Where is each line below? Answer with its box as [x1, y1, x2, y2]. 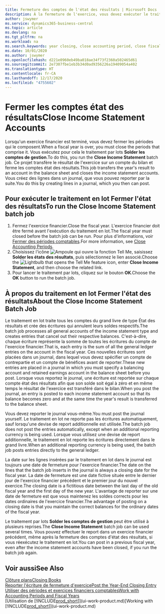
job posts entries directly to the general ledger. [5, 447, 100, 453]
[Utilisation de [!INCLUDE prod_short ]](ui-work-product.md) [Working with [5, 598, 153, 604]
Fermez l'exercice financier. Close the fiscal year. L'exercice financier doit [12, 223, 160, 229]
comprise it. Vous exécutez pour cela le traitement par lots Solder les [5, 149, 145, 155]
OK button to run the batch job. [12, 275, 76, 281]
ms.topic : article [5, 26, 43, 30]
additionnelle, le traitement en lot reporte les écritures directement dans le [5, 437, 155, 443]
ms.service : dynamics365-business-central [5, 21, 93, 26]
